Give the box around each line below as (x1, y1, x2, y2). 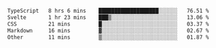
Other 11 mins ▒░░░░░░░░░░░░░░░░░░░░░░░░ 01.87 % (7, 33, 210, 41)
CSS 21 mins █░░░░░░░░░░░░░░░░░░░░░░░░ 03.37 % (7, 20, 210, 28)
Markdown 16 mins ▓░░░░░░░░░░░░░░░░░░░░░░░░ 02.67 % (7, 27, 210, 34)
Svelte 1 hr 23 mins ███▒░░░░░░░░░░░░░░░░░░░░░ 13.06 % (7, 13, 210, 21)
